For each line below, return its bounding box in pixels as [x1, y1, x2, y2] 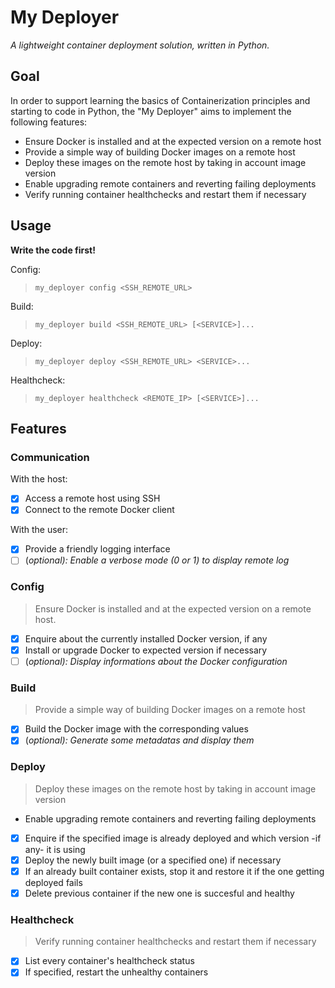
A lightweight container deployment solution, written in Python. [10, 39, 270, 51]
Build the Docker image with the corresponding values [24, 723, 249, 735]
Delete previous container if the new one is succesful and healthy [24, 887, 295, 899]
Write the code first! [10, 244, 96, 256]
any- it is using [24, 843, 86, 855]
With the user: [10, 524, 69, 536]
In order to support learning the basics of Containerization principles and [10, 94, 311, 106]
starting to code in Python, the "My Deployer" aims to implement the [10, 105, 292, 117]
